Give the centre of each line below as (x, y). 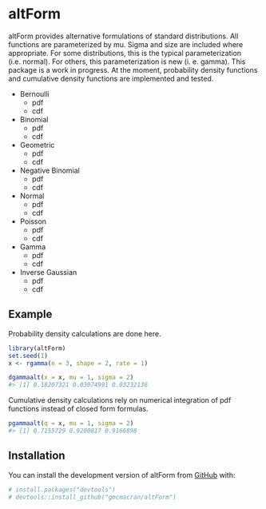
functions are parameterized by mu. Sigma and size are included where (126, 44)
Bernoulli (34, 93)
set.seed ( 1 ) (28, 356)
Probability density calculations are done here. (85, 333)
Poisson (33, 221)
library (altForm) (37, 348)
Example (30, 314)
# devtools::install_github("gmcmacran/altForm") (93, 497)
